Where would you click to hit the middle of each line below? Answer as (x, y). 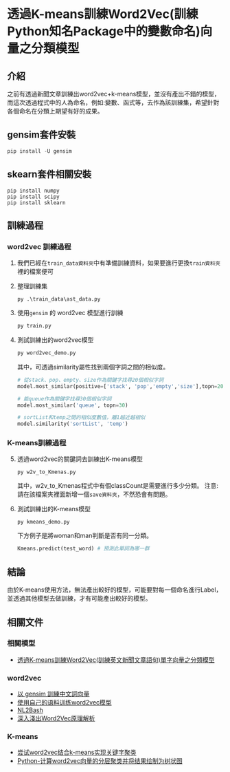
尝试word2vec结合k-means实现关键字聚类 (77, 752)
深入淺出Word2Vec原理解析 (56, 718)
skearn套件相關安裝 (49, 174)
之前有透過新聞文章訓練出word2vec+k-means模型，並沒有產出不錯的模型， (114, 94)
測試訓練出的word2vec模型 (55, 340)
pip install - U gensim (39, 151)
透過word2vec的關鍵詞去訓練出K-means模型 (80, 459)
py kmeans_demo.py (43, 522)
